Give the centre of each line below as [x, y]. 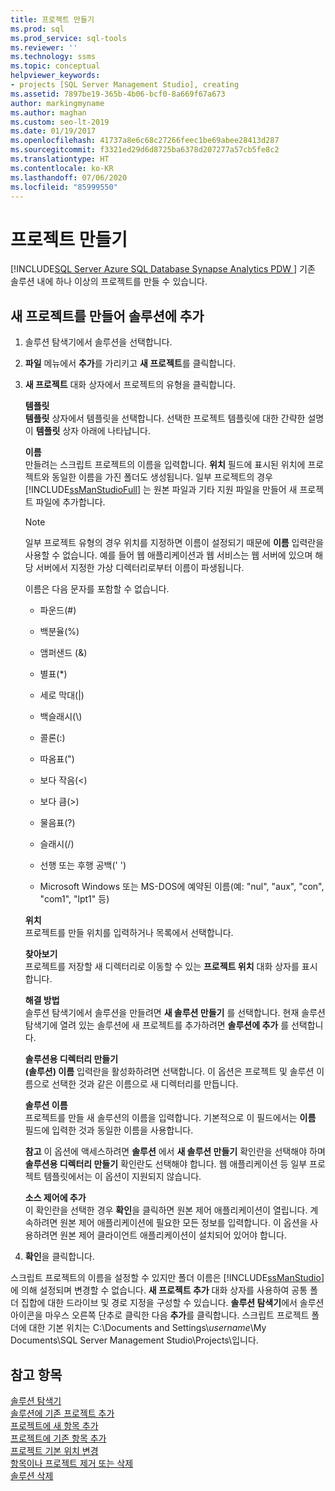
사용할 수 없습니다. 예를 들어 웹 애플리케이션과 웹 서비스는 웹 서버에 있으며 [168, 555]
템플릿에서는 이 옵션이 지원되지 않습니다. [122, 1177]
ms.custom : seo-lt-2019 [60, 122]
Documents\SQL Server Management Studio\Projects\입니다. [134, 1340]
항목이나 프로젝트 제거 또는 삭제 [72, 1463]
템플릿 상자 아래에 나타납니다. [93, 431]
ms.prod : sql [37, 29]
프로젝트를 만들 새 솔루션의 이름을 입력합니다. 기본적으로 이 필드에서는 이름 [170, 1118]
